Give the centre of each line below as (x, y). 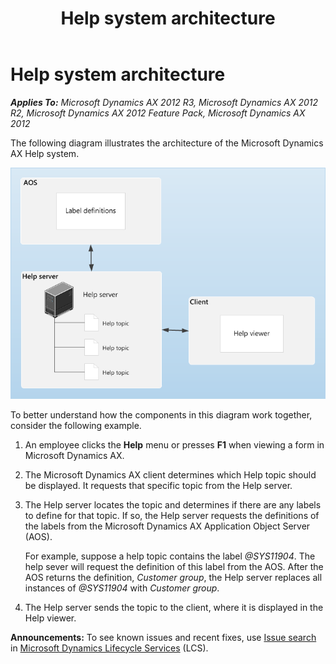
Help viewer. (50, 618)
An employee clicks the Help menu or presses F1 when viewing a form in (174, 444)
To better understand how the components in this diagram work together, (161, 414)
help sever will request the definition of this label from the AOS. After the (174, 566)
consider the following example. (76, 425)
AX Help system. (45, 153)
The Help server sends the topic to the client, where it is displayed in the (174, 607)
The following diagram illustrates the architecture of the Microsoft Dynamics (167, 143)
